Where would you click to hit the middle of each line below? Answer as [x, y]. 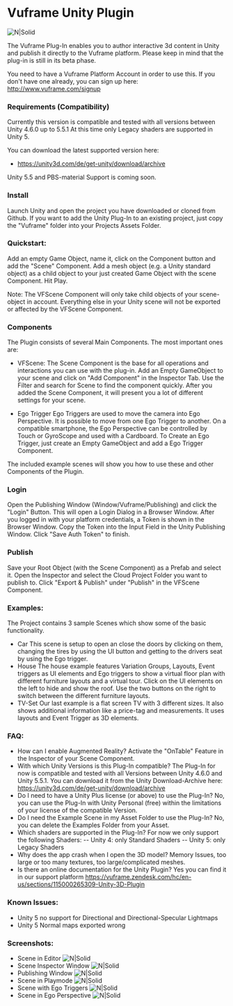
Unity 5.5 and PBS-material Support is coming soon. [82, 177]
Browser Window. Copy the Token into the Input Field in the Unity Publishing [116, 527]
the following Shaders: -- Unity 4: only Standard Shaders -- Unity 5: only [121, 840]
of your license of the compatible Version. [77, 810]
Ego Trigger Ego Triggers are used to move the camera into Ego [109, 414]
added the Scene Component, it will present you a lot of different [110, 393]
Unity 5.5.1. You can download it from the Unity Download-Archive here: [120, 781]
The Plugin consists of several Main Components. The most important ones [115, 342]
